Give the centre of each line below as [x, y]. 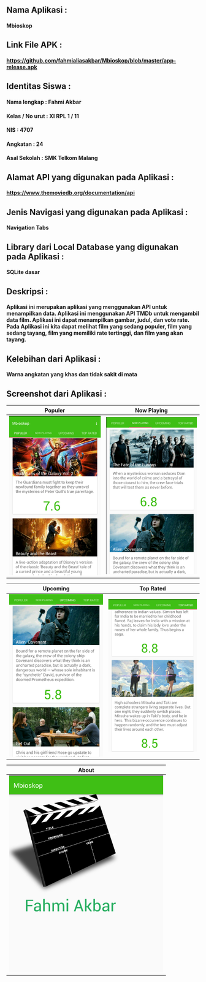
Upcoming [56, 588]
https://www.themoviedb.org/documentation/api [71, 193]
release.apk [22, 67]
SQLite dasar [23, 272]
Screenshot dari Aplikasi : [57, 394]
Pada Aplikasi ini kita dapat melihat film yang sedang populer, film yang [99, 327]
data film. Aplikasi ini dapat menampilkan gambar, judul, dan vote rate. [98, 320]
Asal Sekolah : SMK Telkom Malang [52, 158]
